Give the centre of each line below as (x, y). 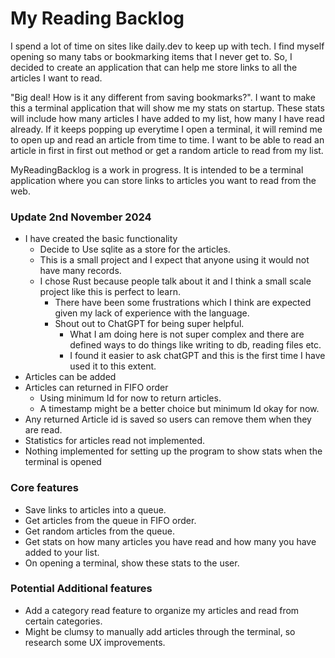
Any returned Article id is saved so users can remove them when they (168, 419)
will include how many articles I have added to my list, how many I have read (167, 118)
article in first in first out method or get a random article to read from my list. (167, 150)
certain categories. (63, 621)
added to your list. (62, 552)
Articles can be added (70, 377)
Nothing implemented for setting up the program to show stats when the (173, 451)
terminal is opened (63, 462)
